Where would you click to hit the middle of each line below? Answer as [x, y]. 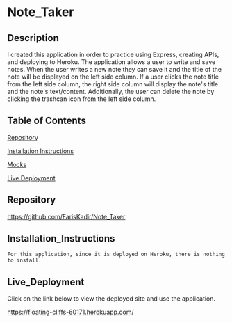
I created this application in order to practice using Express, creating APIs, [113, 54]
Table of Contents [47, 121]
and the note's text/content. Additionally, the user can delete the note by [111, 92]
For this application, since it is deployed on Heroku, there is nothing [116, 255]
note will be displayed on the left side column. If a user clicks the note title [113, 77]
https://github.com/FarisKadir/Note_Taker [66, 216]
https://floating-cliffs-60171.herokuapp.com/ [71, 312]
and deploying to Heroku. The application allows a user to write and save [111, 62]
